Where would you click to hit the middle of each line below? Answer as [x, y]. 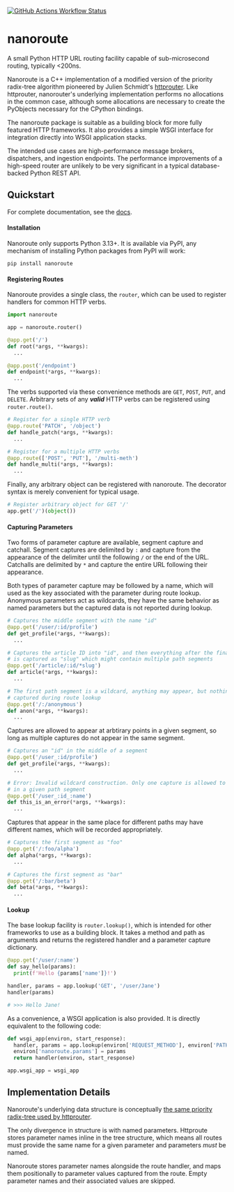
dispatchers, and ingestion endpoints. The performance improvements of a [115, 158]
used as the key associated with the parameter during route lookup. [104, 593]
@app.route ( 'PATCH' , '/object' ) [54, 426]
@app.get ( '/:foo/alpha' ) [43, 849]
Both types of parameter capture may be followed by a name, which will [110, 586]
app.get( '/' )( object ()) [42, 511]
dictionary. [23, 948]
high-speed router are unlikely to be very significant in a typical [98, 165]
